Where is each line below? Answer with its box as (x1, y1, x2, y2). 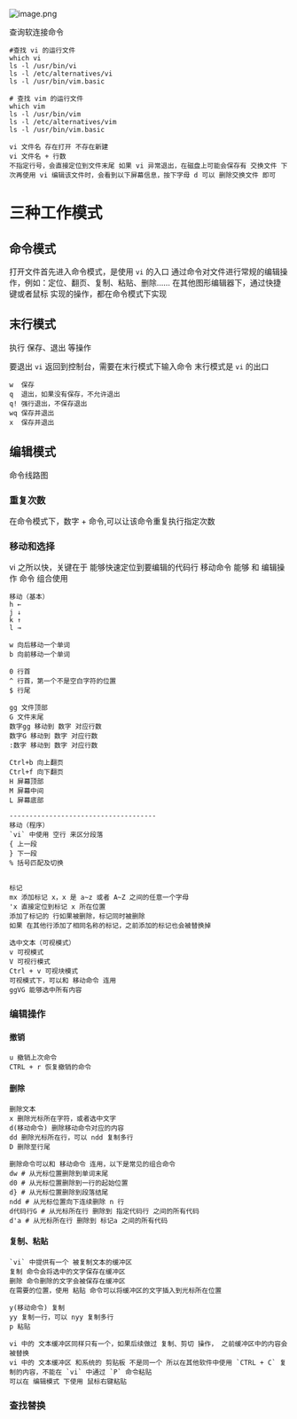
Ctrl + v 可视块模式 (9, 967, 78, 976)
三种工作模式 (9, 203, 104, 224)
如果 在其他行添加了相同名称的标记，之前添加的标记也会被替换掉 (9, 921, 211, 931)
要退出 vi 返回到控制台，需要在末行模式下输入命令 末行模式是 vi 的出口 (9, 360, 270, 372)
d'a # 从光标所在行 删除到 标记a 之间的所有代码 (9, 1216, 168, 1225)
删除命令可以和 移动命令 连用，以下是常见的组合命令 (9, 1159, 176, 1169)
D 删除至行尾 (9, 1142, 51, 1151)
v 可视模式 (9, 948, 44, 958)
